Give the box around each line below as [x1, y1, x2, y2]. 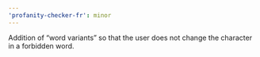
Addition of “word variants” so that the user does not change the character [8, 33, 252, 42]
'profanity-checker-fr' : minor [8, 11, 112, 20]
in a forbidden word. [8, 41, 75, 51]
